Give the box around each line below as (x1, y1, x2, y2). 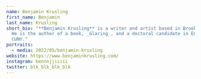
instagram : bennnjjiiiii (6, 58, 68, 64)
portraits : (6, 42, 33, 48)
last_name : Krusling (6, 20, 58, 26)
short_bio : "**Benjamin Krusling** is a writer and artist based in (6, 25, 181, 31)
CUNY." (11, 36, 28, 42)
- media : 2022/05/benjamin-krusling (11, 48, 103, 53)
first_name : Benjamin (6, 14, 60, 20)
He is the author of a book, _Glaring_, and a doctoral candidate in (11, 31, 188, 37)
